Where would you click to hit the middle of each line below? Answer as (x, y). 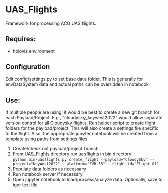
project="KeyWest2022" (36, 164)
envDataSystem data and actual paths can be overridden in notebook (77, 84)
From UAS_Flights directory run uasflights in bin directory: (72, 154)
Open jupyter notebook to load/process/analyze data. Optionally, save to (88, 180)
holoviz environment (34, 51)
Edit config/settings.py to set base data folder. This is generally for (74, 79)
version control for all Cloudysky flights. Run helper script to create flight (80, 123)
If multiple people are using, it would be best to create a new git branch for (82, 112)
